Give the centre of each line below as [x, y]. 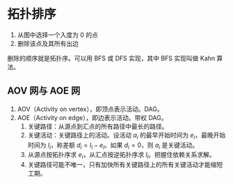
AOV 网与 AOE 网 [44, 91]
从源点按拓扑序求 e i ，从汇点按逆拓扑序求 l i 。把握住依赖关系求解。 [121, 156]
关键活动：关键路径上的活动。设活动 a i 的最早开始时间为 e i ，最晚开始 [127, 136]
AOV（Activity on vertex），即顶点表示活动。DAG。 [90, 109]
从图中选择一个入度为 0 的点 [58, 35]
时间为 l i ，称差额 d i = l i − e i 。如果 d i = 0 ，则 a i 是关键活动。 [113, 145]
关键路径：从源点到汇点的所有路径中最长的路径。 [98, 126]
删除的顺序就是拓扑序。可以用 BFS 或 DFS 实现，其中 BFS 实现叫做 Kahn [111, 58]
